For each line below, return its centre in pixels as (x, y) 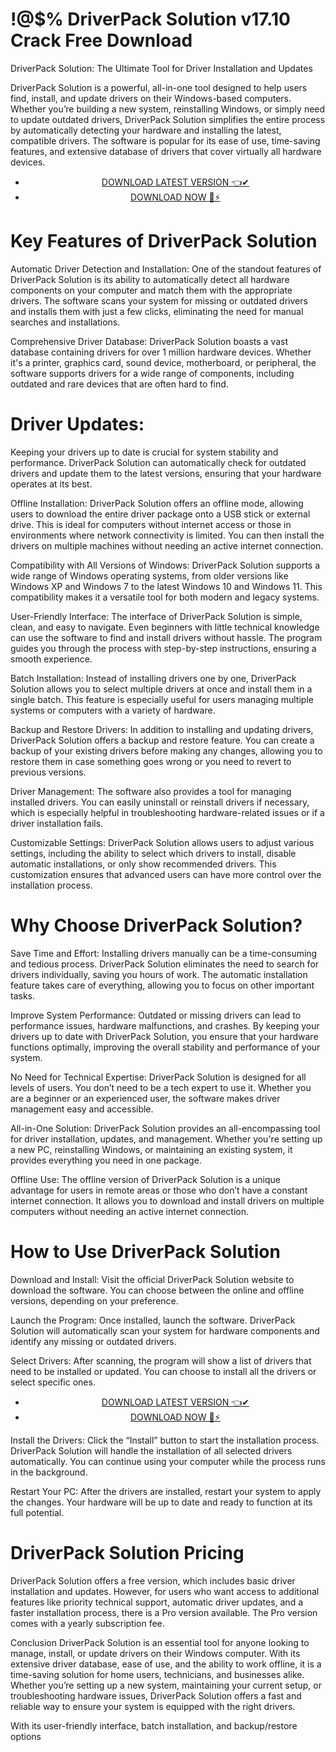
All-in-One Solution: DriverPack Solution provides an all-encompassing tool (165, 1128)
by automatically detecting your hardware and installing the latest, (146, 130)
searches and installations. (65, 322)
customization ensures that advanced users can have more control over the (166, 874)
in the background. (49, 1472)
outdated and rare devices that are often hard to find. (119, 384)
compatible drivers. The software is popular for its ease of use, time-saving (165, 140)
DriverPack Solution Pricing (127, 1552)
